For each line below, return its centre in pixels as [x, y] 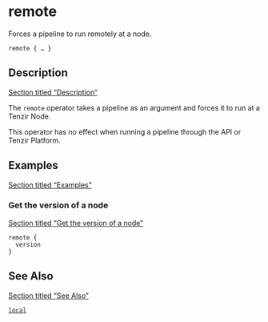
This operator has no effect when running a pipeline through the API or [125, 131]
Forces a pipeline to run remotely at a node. [80, 34]
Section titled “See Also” [49, 296]
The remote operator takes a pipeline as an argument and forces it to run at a [134, 107]
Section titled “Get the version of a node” [76, 223]
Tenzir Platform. [35, 140]
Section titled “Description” [53, 92]
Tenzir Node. [30, 116]
